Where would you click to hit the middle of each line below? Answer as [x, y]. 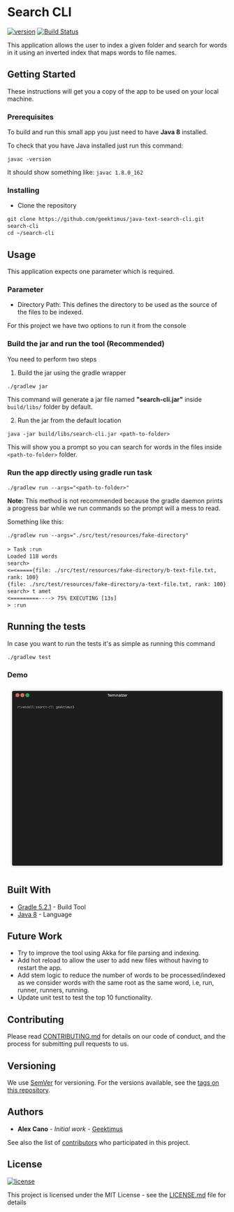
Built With [29, 890]
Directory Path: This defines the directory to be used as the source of [117, 305]
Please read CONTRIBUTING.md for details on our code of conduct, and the [116, 1037]
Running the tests [46, 627]
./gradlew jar [28, 386]
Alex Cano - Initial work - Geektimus [70, 1129]
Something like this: [36, 522]
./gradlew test [29, 657]
